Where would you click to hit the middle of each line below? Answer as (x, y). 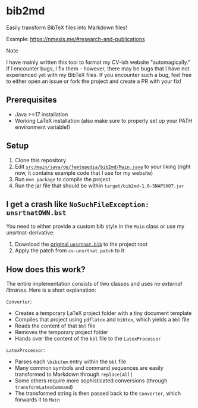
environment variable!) (42, 127)
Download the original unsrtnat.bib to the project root (81, 244)
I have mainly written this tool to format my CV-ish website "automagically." (98, 62)
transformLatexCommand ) (44, 387)
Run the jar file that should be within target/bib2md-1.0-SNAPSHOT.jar (99, 186)
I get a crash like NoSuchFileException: (78, 204)
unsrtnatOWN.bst (36, 213)
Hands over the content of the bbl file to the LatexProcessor (88, 339)
